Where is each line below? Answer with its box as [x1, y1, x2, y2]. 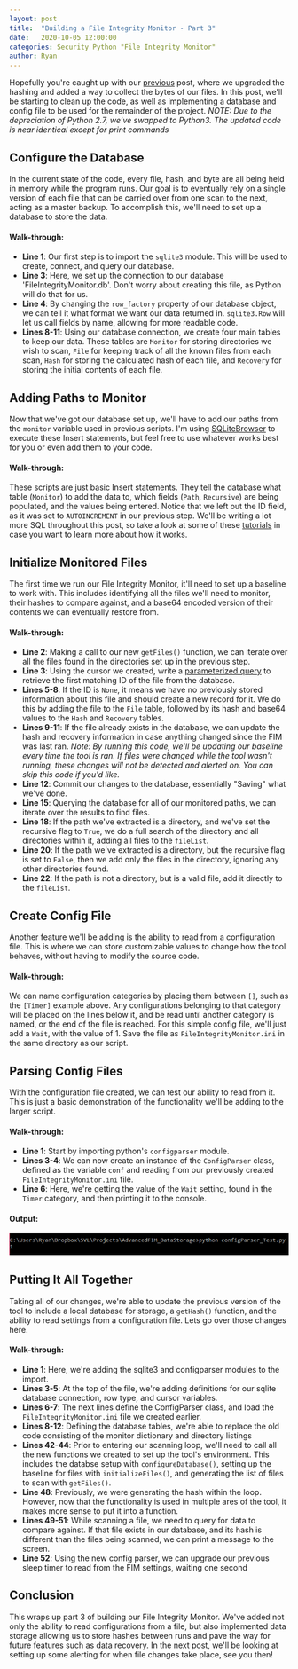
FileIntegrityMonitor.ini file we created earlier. [21, 1411, 202, 1421]
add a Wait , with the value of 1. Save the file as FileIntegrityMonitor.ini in [9, 1028, 286, 1039]
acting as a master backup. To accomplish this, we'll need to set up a [9, 201, 262, 212]
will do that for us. [21, 289, 89, 300]
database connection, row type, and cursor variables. [21, 1392, 218, 1403]
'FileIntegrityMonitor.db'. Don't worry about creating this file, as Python [21, 279, 282, 290]
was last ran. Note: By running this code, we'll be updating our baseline [21, 741, 284, 752]
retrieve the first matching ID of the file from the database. [21, 675, 235, 686]
